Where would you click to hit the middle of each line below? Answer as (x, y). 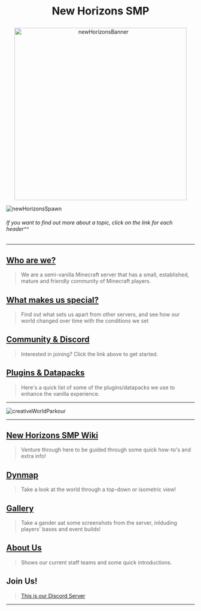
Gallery (20, 508)
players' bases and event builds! (61, 529)
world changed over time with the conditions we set (85, 321)
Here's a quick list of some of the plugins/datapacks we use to (98, 387)
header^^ (18, 228)
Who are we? (31, 260)
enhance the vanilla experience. (60, 393)
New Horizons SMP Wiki (52, 436)
